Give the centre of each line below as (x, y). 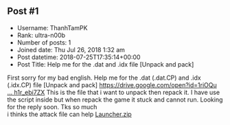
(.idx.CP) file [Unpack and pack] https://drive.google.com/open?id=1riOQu (112, 84)
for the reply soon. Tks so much (52, 106)
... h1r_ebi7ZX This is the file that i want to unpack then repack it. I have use (114, 92)
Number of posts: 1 (44, 42)
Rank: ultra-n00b (41, 35)
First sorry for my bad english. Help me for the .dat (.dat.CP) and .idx (104, 78)
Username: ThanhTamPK (52, 27)
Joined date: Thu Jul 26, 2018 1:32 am (71, 49)
